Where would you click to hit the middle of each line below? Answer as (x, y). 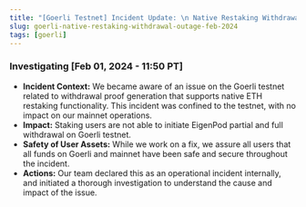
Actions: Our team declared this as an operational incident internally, (152, 172)
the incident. (46, 163)
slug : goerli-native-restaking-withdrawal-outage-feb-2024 (124, 26)
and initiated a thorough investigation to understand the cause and (148, 182)
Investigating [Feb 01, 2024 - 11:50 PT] (97, 66)
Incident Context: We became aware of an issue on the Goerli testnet (153, 86)
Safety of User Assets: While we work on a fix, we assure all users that (157, 144)
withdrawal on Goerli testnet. (77, 134)
